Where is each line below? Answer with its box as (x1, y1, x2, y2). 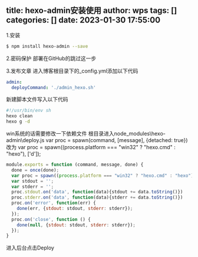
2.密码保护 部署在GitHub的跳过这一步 (6, 55, 97, 62)
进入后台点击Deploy (6, 244, 55, 252)
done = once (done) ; (11, 167, 60, 173)
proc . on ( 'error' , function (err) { (11, 200, 96, 206)
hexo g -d (6, 118, 31, 125)
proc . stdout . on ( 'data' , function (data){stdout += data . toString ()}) (11, 189, 183, 195)
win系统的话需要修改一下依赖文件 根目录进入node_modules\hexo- (6, 130, 166, 137)
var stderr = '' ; (11, 183, 54, 190)
